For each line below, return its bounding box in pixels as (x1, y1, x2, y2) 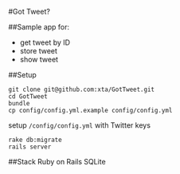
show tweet (19, 55, 58, 64)
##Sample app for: (8, 22, 70, 31)
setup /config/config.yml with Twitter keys (8, 121, 151, 130)
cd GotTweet (8, 93, 48, 101)
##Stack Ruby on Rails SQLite (8, 157, 106, 166)
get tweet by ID (19, 38, 70, 47)
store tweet (19, 46, 58, 55)
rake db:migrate (8, 136, 62, 144)
